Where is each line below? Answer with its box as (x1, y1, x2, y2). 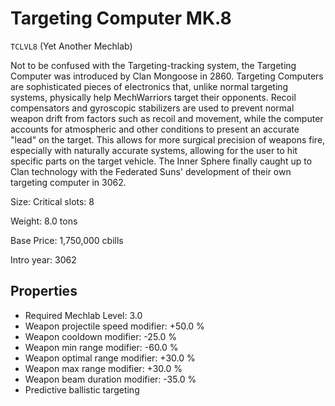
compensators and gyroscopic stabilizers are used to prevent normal (10, 102, 295, 114)
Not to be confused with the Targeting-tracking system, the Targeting (10, 59, 297, 71)
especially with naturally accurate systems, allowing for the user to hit (10, 144, 298, 156)
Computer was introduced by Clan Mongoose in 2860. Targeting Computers (10, 70, 324, 82)
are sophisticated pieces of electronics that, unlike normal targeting (10, 80, 289, 92)
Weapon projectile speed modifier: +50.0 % (24, 320, 205, 332)
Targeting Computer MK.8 (10, 7, 232, 30)
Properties (10, 283, 78, 300)
